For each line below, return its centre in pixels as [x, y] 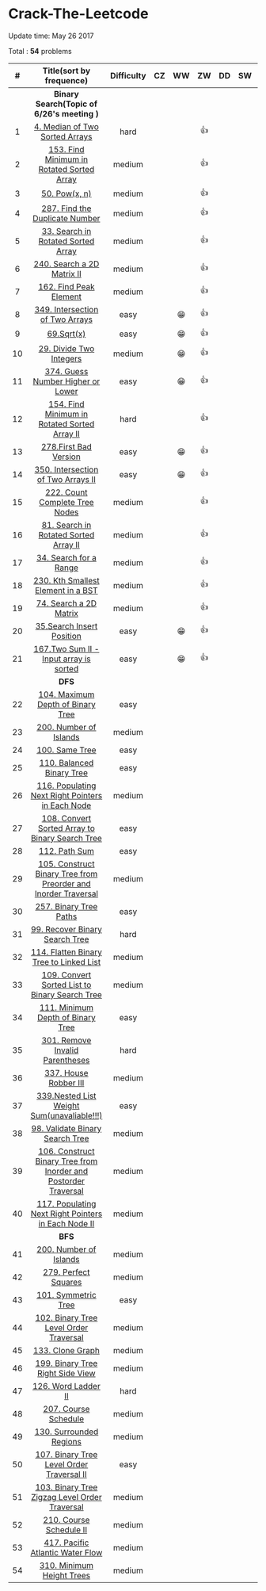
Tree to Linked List [66, 962]
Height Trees [66, 1575]
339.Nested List [66, 1096]
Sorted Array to [66, 828]
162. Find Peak [66, 286]
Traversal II [66, 1474]
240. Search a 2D [66, 264]
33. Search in [66, 231]
